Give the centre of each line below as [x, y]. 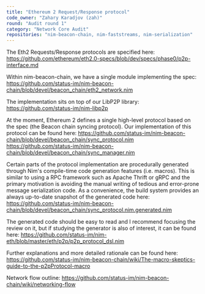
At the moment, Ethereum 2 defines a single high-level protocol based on [99, 120]
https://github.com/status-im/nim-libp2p [57, 108]
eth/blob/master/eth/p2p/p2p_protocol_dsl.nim [65, 241]
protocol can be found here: [42, 133]
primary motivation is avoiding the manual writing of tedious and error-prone [103, 184]
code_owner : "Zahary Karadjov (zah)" [54, 18]
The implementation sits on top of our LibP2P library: [73, 102]
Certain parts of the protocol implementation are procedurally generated [97, 164]
